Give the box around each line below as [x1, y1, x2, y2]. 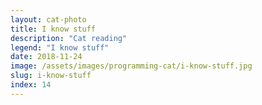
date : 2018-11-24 [10, 52, 83, 62]
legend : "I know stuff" [10, 42, 110, 53]
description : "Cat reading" [10, 33, 128, 43]
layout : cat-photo [10, 14, 87, 25]
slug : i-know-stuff [10, 71, 92, 81]
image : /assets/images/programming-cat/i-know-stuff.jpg [10, 61, 253, 71]
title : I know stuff [10, 24, 97, 34]
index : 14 [10, 80, 52, 90]
